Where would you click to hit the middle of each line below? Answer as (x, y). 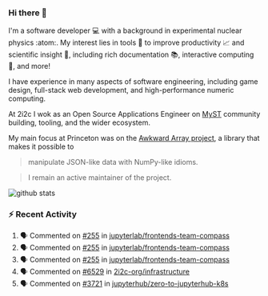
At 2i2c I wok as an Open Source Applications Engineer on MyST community (134, 114)
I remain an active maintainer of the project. (100, 178)
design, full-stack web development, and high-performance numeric (121, 90)
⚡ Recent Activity (43, 214)
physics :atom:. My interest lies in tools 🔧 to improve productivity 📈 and (126, 42)
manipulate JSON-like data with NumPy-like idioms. (113, 162)
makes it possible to (41, 146)
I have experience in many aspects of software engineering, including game (133, 82)
